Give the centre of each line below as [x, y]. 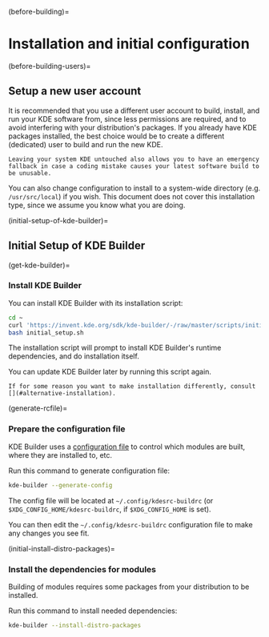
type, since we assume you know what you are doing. [97, 205]
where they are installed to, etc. [60, 455]
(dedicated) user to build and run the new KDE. [86, 144]
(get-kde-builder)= [39, 265]
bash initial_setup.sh [46, 333]
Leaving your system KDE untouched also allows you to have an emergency [134, 159]
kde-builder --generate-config [60, 485]
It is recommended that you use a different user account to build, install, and [134, 110]
